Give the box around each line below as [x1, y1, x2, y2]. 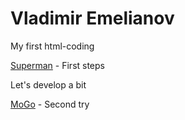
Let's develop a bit [10, 78, 87, 91]
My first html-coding [10, 40, 95, 52]
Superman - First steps [10, 59, 105, 71]
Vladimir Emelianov [10, 7, 175, 30]
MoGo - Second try [10, 98, 90, 110]
